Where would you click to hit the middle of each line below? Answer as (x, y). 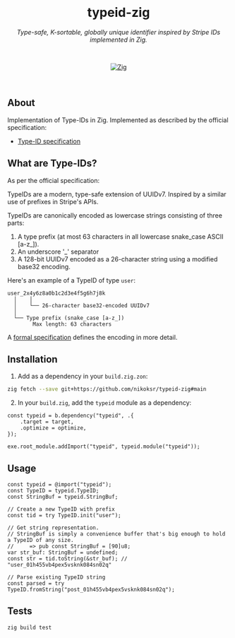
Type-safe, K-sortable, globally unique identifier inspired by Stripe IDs (119, 32)
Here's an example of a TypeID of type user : (72, 280)
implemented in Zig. (119, 40)
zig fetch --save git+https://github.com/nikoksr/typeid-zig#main (107, 389)
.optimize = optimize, (53, 428)
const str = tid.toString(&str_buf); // (68, 559)
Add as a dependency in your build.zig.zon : (83, 377)
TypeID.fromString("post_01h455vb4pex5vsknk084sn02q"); (91, 590)
